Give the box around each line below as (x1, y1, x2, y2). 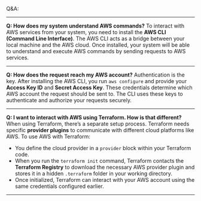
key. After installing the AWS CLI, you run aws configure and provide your (6, 78, 187, 84)
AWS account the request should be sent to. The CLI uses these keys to (6, 90, 184, 98)
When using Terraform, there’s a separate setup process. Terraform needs (6, 120, 190, 127)
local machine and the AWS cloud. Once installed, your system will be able (6, 41, 190, 48)
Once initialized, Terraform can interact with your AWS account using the (14, 176, 195, 183)
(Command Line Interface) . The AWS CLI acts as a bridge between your (6, 35, 185, 42)
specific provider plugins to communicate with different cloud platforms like (6, 127, 194, 133)
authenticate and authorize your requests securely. (6, 97, 132, 103)
